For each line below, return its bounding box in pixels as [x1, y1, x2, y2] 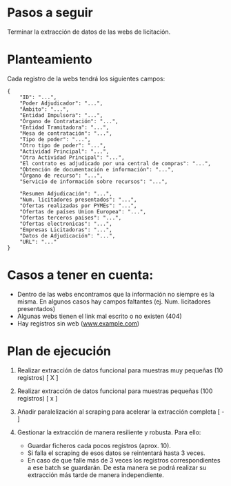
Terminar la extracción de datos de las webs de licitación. [7, 28, 171, 36]
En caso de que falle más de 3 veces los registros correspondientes [27, 456, 221, 464]
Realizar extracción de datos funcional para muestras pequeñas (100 [17, 387, 213, 395]
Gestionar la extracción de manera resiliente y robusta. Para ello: [17, 428, 201, 436]
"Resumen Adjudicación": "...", [19, 190, 112, 197]
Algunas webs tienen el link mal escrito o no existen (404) [17, 312, 183, 320]
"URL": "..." [19, 238, 57, 245]
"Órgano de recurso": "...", [19, 172, 103, 179]
